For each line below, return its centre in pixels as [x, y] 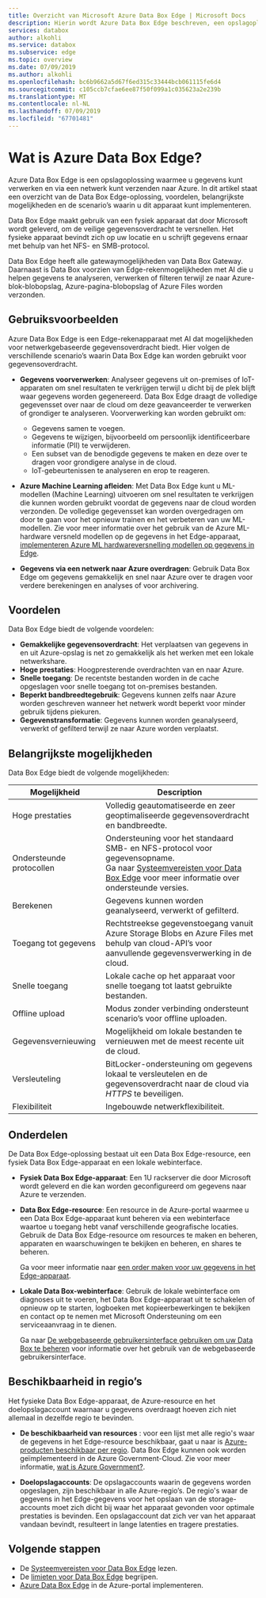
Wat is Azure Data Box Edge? [105, 158]
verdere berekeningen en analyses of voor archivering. [109, 585]
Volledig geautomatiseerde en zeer [171, 806]
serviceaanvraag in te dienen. [68, 1325]
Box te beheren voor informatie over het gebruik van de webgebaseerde [137, 1348]
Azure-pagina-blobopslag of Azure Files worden [144, 286]
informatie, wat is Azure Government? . [82, 1466]
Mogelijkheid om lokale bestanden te [174, 1032]
